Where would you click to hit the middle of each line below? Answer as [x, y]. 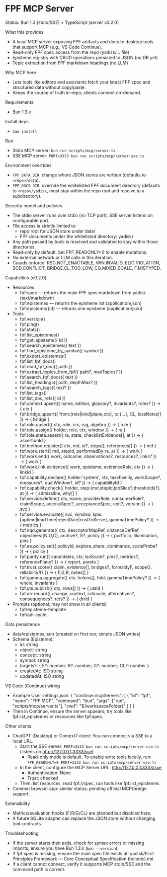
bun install [25, 131]
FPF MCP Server [40, 9]
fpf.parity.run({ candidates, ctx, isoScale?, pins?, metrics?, [79, 557]
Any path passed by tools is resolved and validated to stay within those [85, 241]
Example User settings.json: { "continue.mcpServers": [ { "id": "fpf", [82, 695]
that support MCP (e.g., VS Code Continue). [57, 47]
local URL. [23, 741]
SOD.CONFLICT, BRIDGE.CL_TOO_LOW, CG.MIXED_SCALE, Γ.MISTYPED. [87, 268]
